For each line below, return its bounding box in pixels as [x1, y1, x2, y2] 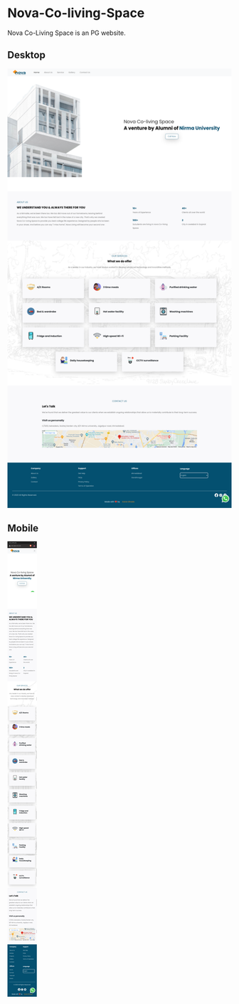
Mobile [7, 522, 39, 534]
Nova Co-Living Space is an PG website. [7, 28, 126, 37]
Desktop [7, 49, 46, 61]
